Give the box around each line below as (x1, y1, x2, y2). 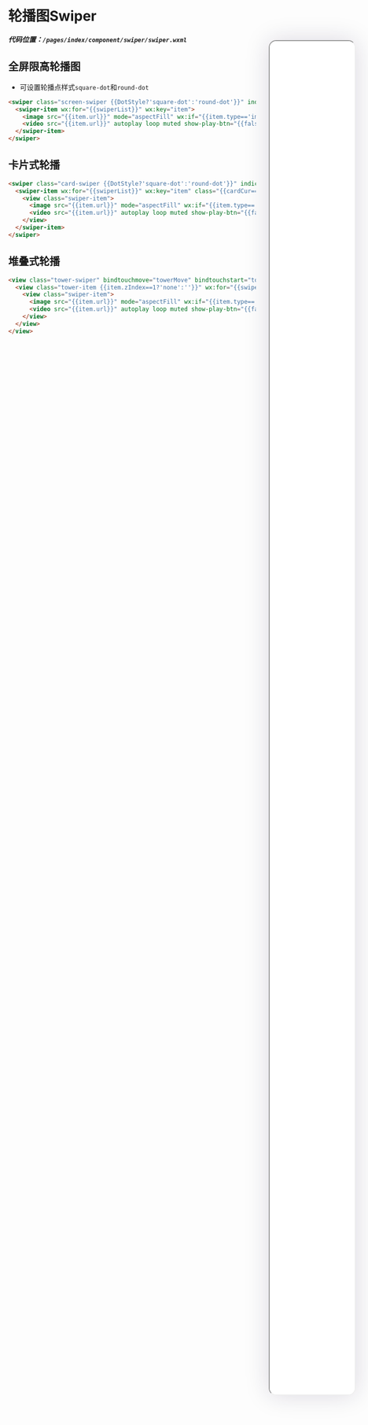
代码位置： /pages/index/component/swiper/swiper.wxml (8, 35, 187, 44)
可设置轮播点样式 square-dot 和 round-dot (19, 82, 149, 91)
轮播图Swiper (8, 7, 97, 25)
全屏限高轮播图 (8, 60, 81, 73)
